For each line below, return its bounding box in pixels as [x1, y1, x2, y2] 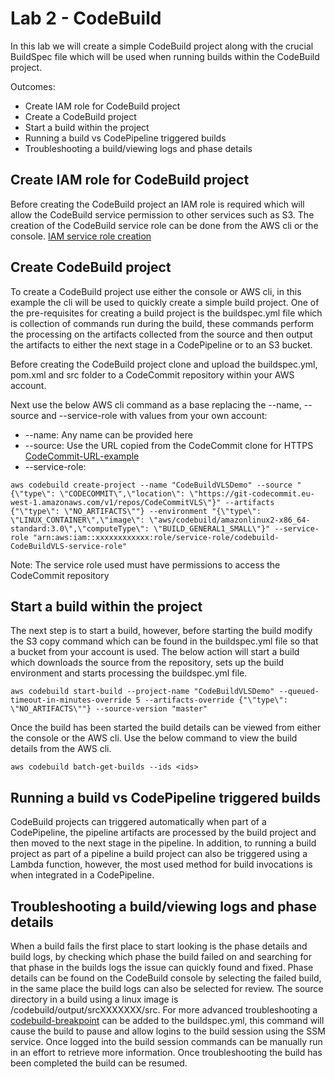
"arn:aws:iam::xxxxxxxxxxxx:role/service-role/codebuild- [32, 532, 280, 542]
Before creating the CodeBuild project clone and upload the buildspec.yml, [10, 358, 318, 370]
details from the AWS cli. [10, 743, 112, 755]
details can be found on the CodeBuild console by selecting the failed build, [10, 972, 322, 984]
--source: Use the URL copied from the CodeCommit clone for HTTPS [24, 439, 314, 451]
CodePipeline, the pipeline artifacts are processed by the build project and [10, 827, 317, 839]
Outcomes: [10, 80, 56, 92]
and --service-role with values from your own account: [41, 409, 268, 421]
